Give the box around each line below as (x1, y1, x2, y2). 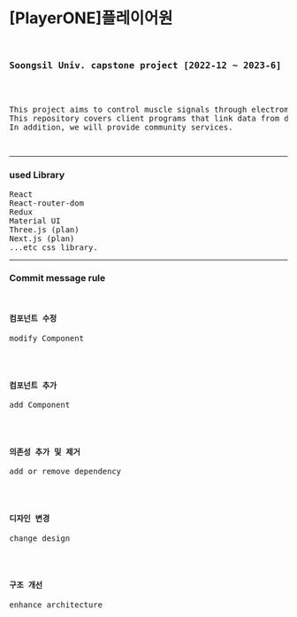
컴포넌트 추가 (9, 380, 57, 390)
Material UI (9, 215, 61, 226)
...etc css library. (9, 242, 99, 253)
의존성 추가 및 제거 (9, 447, 81, 457)
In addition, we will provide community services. (9, 122, 233, 133)
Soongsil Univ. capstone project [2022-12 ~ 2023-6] (9, 59, 282, 71)
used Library (9, 169, 65, 182)
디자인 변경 (9, 513, 50, 524)
